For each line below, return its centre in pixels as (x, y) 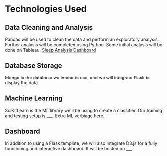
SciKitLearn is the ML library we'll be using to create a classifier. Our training (83, 110)
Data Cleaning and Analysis (49, 28)
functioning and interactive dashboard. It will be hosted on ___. (69, 149)
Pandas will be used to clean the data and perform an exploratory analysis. (82, 39)
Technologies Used (46, 9)
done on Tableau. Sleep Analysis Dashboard (51, 50)
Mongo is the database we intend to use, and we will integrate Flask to (78, 78)
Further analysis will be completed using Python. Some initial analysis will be (84, 45)
